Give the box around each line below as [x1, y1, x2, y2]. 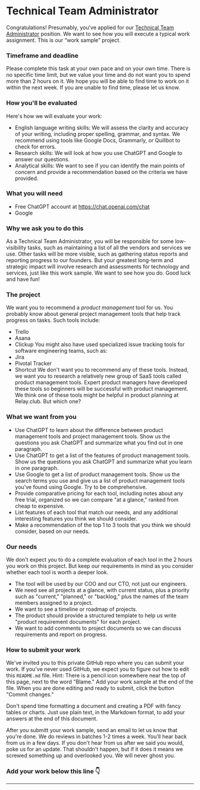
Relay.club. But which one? [14, 398, 82, 405]
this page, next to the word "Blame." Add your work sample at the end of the [6, 678, 193, 686]
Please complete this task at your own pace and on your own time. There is [6, 65, 191, 72]
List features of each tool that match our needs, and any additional [14, 508, 178, 516]
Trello [14, 328, 29, 335]
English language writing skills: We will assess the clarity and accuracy [14, 124, 189, 131]
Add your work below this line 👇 [6, 767, 101, 776]
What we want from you [6, 413, 77, 421]
